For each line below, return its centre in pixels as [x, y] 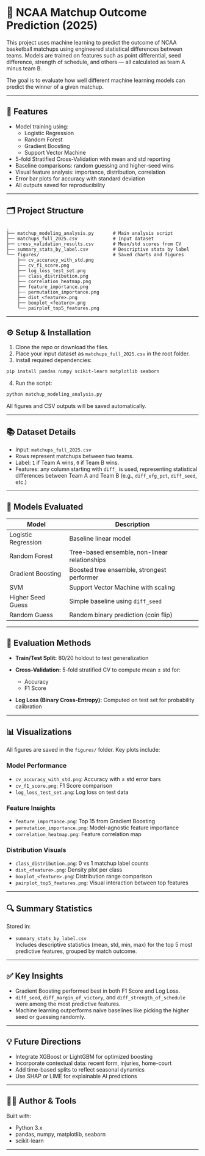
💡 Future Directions [44, 1042]
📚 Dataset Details [41, 432]
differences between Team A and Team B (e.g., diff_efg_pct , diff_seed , [106, 475]
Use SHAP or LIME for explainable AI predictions [76, 1076]
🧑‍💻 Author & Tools [41, 1101]
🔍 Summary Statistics [49, 909]
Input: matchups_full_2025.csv [53, 450]
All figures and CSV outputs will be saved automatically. [76, 406]
